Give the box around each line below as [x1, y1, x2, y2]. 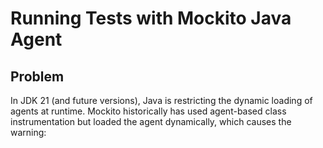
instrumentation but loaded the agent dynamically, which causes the [10, 116, 292, 127]
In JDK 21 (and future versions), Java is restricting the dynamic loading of [10, 95, 313, 106]
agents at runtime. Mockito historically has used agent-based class [10, 105, 287, 117]
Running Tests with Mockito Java [10, 7, 292, 30]
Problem [10, 68, 65, 85]
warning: [10, 127, 47, 138]
